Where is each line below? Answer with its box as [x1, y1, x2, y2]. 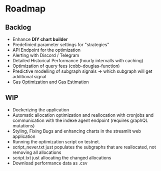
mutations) [12, 122, 35, 128]
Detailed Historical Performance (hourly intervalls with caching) [12, 58, 143, 63]
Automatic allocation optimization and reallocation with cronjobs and [12, 112, 154, 118]
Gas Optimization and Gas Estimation [12, 79, 89, 85]
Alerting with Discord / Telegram [12, 52, 79, 58]
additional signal [12, 74, 46, 79]
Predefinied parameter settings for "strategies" [12, 42, 109, 48]
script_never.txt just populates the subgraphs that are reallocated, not [12, 144, 156, 150]
